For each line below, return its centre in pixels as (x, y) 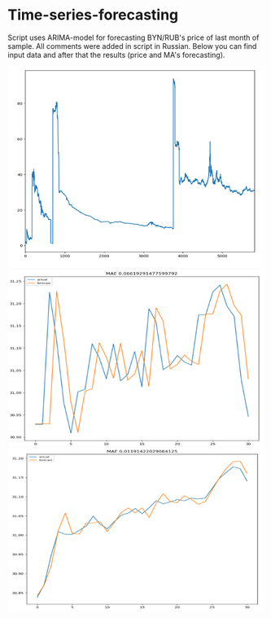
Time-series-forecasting (93, 15)
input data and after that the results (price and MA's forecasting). (116, 55)
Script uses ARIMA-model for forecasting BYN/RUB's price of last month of (133, 37)
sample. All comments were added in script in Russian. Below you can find (132, 46)
